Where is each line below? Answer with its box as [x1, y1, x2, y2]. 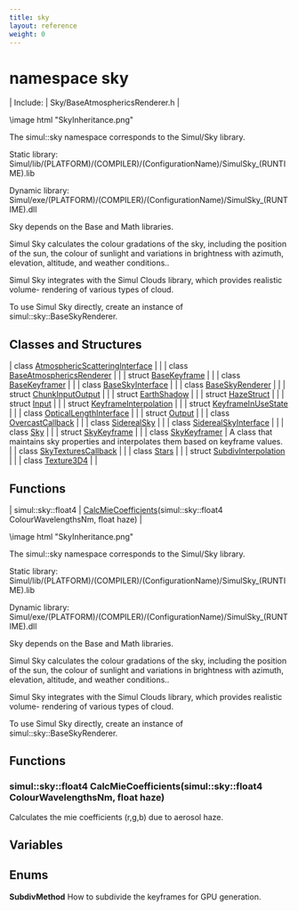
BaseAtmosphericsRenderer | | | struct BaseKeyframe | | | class [9, 370, 241, 381]
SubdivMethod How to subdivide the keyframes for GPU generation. [9, 891, 262, 902]
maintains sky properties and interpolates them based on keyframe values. [9, 436, 283, 447]
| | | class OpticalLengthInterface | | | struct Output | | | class [9, 408, 230, 419]
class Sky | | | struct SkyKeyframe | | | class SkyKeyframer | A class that [9, 427, 273, 437]
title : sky [9, 12, 50, 22]
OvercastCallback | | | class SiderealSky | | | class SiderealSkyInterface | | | [9, 418, 285, 428]
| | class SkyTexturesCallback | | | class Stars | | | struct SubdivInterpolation [9, 446, 286, 457]
